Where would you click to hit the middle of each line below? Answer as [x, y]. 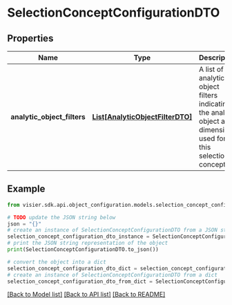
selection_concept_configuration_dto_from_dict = [80, 281]
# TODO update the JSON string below [61, 217]
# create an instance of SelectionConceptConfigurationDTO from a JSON [112, 230]
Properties [30, 38]
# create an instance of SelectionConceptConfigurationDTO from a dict [112, 275]
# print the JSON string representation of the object [88, 243]
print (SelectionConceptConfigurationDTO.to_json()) [83, 250]
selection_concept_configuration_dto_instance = [78, 237]
